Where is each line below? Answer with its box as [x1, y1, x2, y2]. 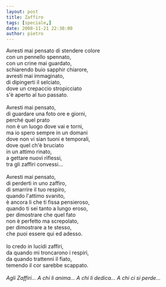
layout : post [6, 8, 39, 15]
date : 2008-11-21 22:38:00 [6, 25, 73, 31]
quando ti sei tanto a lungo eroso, [6, 205, 88, 212]
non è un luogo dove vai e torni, [6, 123, 84, 130]
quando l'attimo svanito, [6, 193, 65, 200]
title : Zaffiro [6, 14, 44, 20]
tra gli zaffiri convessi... [6, 161, 63, 168]
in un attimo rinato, [6, 148, 52, 155]
